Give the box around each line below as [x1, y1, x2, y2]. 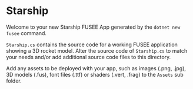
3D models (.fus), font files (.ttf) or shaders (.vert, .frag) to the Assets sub [6, 71, 184, 78]
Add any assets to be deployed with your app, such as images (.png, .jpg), [6, 64, 187, 71]
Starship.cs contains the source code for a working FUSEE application [6, 41, 178, 48]
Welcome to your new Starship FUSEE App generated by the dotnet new [6, 23, 181, 30]
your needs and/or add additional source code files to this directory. [6, 53, 171, 60]
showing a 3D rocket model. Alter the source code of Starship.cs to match [6, 47, 188, 54]
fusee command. [6, 29, 47, 36]
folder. [6, 77, 22, 84]
